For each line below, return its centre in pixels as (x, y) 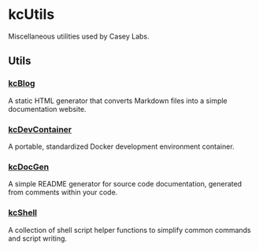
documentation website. (47, 109)
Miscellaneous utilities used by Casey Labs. (79, 36)
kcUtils (31, 15)
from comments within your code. (63, 192)
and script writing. (38, 238)
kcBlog (22, 83)
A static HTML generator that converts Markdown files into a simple (118, 101)
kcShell (23, 212)
